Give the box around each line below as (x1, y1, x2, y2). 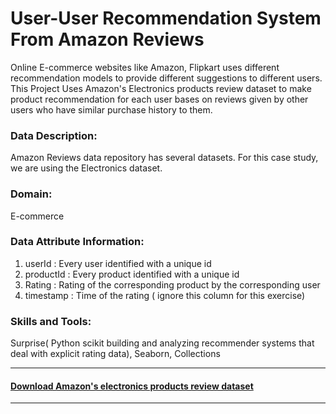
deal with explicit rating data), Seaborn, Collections (10, 348, 221, 360)
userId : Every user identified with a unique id (24, 257, 212, 269)
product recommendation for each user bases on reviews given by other (10, 93, 309, 105)
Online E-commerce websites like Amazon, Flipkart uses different (10, 61, 280, 73)
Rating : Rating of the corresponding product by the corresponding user (24, 278, 321, 291)
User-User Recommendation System (10, 7, 322, 30)
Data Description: (10, 128, 98, 142)
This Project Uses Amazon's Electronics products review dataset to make (10, 82, 312, 94)
